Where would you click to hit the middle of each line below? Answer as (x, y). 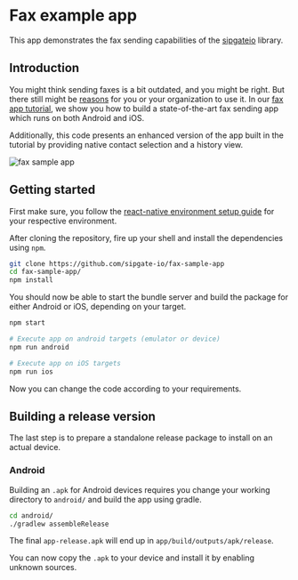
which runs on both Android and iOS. (77, 117)
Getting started (52, 190)
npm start (28, 323)
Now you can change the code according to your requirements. (125, 389)
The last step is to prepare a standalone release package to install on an (141, 438)
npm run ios (31, 371)
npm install (31, 280)
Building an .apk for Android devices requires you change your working (140, 489)
